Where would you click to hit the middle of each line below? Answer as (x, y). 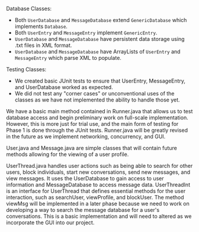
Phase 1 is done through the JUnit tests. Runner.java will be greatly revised (97, 130)
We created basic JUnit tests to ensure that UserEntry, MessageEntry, (100, 81)
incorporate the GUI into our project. (50, 223)
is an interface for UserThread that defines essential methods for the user (96, 191)
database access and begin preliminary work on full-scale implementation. (97, 117)
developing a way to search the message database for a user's (83, 210)
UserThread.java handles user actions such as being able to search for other (99, 166)
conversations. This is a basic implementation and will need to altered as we (99, 216)
